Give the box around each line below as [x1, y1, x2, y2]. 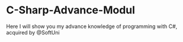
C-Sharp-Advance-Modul [6, 3, 135, 17]
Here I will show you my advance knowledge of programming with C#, [6, 23, 178, 30]
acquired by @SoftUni [6, 29, 60, 36]
